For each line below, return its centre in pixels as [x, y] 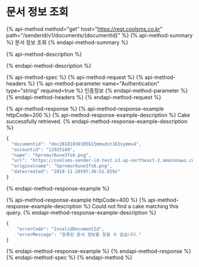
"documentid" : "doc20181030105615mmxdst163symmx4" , [77, 144]
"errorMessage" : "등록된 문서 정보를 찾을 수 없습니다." [79, 234]
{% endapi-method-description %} [49, 65]
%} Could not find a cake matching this [131, 206]
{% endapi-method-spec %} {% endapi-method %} [69, 258]
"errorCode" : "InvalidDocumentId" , [61, 229]
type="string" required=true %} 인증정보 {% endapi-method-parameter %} [97, 90]
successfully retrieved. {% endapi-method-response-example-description [97, 121]
